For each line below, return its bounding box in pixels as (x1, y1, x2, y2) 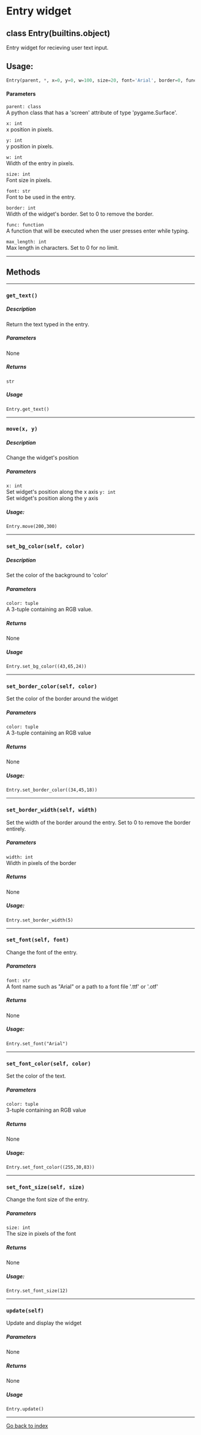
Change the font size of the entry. (6, 1196, 89, 1203)
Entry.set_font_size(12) (6, 1288, 68, 1294)
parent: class (6, 103, 42, 109)
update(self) (6, 1308, 44, 1314)
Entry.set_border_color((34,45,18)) (6, 787, 98, 793)
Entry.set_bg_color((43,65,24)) (6, 664, 87, 670)
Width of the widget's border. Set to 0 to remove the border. (6, 210, 154, 217)
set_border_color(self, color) (6, 683, 98, 690)
